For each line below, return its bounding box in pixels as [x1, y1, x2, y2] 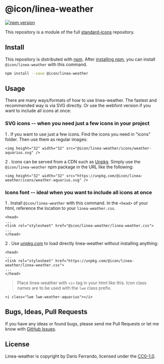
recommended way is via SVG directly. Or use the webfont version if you [5, 103, 151, 109]
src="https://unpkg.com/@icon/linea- [66, 173, 143, 178]
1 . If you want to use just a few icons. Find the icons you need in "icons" [5, 131, 151, 137]
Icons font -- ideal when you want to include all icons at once [5, 189, 152, 196]
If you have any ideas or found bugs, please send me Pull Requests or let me [5, 320, 160, 326]
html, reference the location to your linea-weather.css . [5, 205, 116, 211]
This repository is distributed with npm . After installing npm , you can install [5, 56, 155, 62]
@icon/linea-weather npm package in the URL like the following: [5, 164, 134, 170]
